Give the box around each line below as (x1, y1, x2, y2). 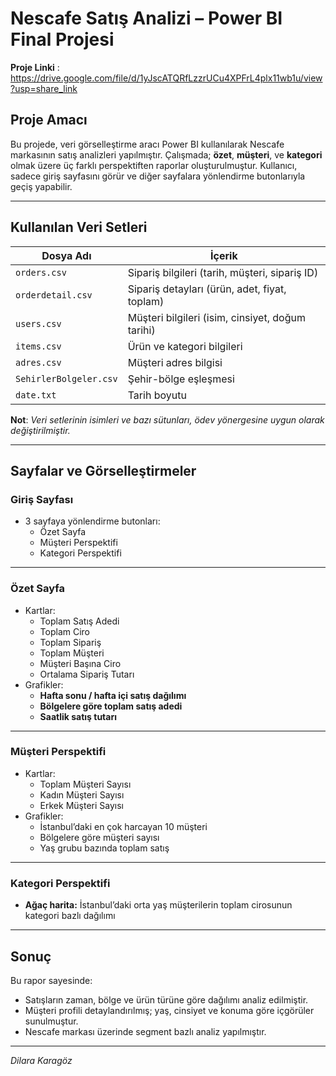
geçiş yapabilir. (10, 180, 73, 192)
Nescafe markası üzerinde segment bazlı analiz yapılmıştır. (24, 1025, 267, 1037)
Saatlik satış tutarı (39, 710, 117, 722)
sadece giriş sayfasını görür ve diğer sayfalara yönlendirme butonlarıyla (10, 170, 306, 182)
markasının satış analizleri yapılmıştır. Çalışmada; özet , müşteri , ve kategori (10, 148, 323, 161)
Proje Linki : (10, 61, 60, 73)
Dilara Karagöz (10, 1054, 73, 1066)
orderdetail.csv (15, 289, 93, 301)
